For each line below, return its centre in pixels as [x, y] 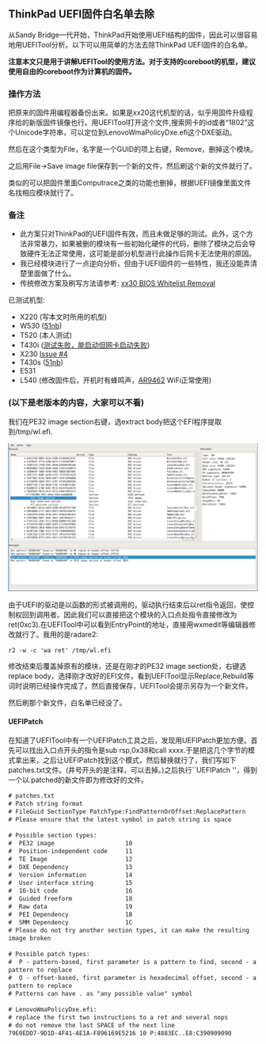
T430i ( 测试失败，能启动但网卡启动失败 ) [85, 345]
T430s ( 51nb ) [41, 363]
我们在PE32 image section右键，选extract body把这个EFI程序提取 [115, 421]
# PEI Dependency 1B [70, 914]
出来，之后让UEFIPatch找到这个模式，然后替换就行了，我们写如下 [129, 760]
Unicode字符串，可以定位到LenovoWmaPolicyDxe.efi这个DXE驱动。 [125, 132]
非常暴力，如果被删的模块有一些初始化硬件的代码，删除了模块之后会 [138, 244]
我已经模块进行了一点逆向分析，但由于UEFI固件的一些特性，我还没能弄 [135, 264]
